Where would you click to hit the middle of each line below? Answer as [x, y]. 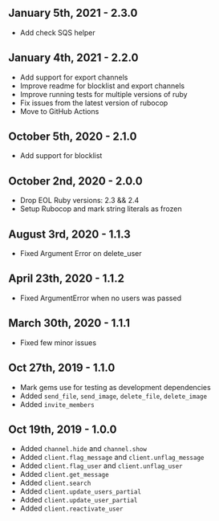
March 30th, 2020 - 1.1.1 [69, 323]
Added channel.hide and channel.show [83, 449]
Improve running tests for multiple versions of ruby [103, 94]
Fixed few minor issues [58, 342]
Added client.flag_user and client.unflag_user [101, 466]
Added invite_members [57, 404]
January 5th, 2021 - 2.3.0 [73, 13]
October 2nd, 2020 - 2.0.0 [75, 181]
